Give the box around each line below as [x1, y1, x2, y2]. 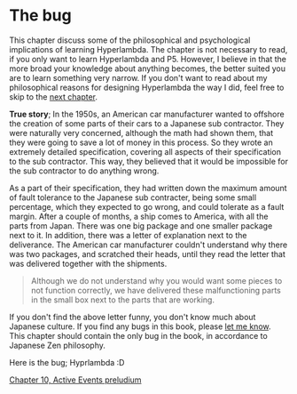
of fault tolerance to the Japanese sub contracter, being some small [9, 192, 257, 203]
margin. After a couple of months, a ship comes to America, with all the [9, 211, 269, 221]
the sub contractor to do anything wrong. [9, 165, 160, 176]
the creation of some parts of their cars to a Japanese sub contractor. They [9, 117, 285, 129]
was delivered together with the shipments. [9, 258, 168, 269]
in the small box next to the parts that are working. [30, 294, 215, 305]
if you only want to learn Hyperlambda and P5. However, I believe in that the [9, 53, 286, 64]
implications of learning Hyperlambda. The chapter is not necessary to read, [9, 44, 288, 54]
